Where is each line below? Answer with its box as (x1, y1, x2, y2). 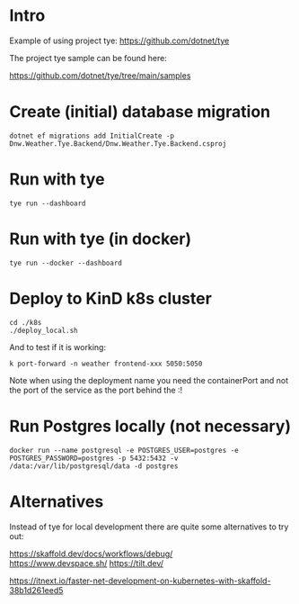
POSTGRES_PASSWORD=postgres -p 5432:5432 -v (9, 454, 179, 463)
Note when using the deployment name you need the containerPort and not (9, 374, 289, 385)
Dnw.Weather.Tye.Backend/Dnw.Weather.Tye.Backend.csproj (9, 139, 227, 149)
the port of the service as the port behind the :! (9, 384, 183, 395)
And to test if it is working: (9, 341, 106, 352)
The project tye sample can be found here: (9, 52, 168, 63)
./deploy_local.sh (9, 326, 78, 335)
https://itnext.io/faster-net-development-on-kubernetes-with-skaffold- (9, 575, 271, 586)
